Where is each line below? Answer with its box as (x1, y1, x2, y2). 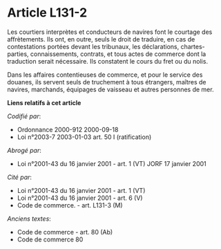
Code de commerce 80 (17, 235, 84, 243)
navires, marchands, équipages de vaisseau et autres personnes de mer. (7, 85, 214, 93)
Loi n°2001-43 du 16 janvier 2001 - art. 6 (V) (17, 194, 143, 202)
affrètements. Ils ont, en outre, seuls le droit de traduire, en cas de (7, 35, 195, 43)
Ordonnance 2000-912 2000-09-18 (17, 125, 119, 133)
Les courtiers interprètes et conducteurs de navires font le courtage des (7, 28, 213, 36)
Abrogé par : (7, 146, 41, 154)
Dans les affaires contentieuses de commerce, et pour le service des (7, 71, 203, 79)
